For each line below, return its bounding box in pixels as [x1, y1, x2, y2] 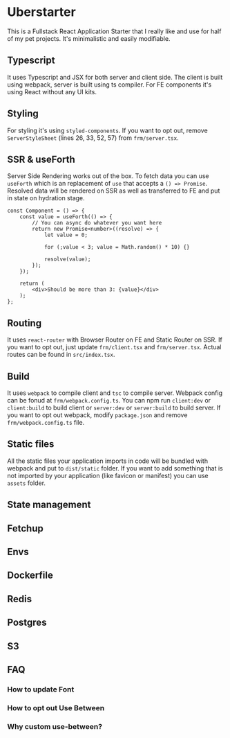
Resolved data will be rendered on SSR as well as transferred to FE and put [7, 186, 220, 195]
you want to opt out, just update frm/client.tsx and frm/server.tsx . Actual [7, 343, 222, 351]
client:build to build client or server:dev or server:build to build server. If [7, 403, 221, 412]
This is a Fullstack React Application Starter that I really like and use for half [7, 27, 222, 35]
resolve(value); [44, 256, 91, 263]
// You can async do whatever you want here [32, 220, 162, 227]
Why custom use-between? [7, 721, 102, 731]
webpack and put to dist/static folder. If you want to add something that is [7, 464, 223, 472]
